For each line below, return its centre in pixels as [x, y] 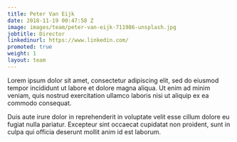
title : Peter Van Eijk [41, 14]
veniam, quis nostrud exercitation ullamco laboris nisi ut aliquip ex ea [108, 95]
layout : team [27, 60]
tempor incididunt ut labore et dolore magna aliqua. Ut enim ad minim [109, 88]
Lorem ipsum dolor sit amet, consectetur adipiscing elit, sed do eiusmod [113, 80]
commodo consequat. [39, 103]
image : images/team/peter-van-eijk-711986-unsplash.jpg [92, 27]
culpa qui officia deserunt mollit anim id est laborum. [84, 131]
